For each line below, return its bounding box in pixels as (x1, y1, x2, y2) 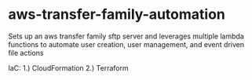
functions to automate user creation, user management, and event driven (8, 39, 245, 49)
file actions (8, 48, 44, 57)
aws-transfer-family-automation (8, 5, 225, 24)
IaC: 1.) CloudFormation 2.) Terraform (8, 63, 130, 72)
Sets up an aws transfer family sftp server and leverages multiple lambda (8, 31, 245, 41)
